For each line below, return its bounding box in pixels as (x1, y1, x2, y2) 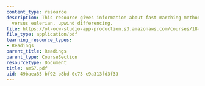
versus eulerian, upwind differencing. (12, 20, 113, 26)
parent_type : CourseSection (6, 54, 78, 60)
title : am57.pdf (6, 65, 48, 71)
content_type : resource (6, 8, 67, 15)
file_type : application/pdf (6, 31, 78, 38)
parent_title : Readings (6, 48, 67, 55)
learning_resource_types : (6, 37, 72, 43)
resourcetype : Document (6, 59, 67, 65)
